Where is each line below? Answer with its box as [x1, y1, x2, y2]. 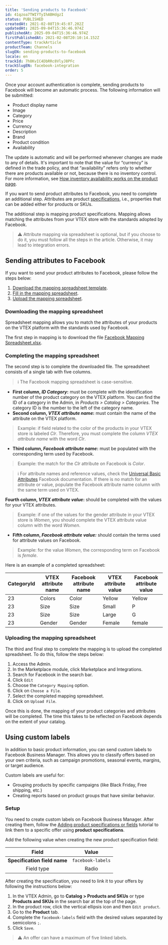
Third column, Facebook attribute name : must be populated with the [12, 445, 156, 451]
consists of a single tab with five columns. [5, 369, 91, 375]
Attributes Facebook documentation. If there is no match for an [17, 477, 147, 483]
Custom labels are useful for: [5, 772, 65, 778]
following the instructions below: [5, 883, 72, 889]
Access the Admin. [12, 661, 51, 667]
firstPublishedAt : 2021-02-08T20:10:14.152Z [5, 36, 99, 41]
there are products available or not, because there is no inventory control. [5, 170, 157, 176]
